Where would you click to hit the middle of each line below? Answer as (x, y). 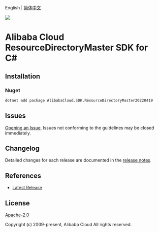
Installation (23, 76)
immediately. (18, 133)
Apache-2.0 (17, 215)
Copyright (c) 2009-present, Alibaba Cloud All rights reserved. (68, 224)
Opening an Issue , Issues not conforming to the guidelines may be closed (79, 128)
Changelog (22, 148)
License (17, 203)
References (23, 176)
